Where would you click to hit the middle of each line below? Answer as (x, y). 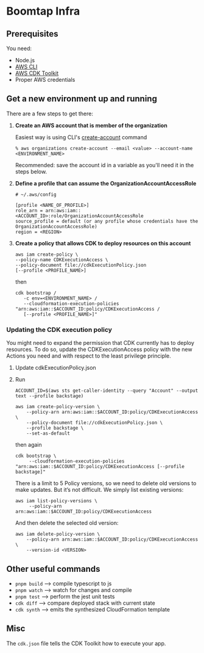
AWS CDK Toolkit (37, 73)
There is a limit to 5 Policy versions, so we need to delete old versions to (106, 483)
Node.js (25, 60)
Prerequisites (32, 34)
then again (28, 445)
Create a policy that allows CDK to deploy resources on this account (103, 243)
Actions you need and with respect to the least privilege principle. (89, 356)
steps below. (31, 171)
